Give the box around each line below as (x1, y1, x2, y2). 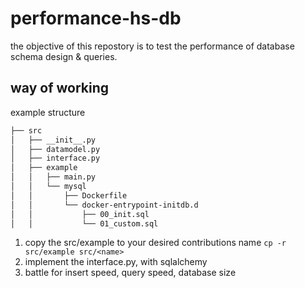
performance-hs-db (10, 7, 182, 30)
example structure (10, 106, 86, 118)
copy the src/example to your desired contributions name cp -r (24, 237, 287, 249)
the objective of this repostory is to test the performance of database (10, 40, 295, 52)
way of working (10, 80, 109, 97)
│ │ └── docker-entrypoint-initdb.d (10, 200, 199, 210)
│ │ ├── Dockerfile (10, 190, 128, 201)
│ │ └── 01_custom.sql (10, 218, 159, 229)
